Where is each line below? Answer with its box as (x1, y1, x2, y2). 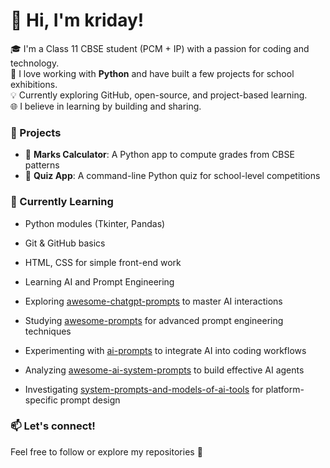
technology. (10, 57, 60, 69)
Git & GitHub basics (24, 237, 106, 249)
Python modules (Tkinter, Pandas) (24, 217, 166, 229)
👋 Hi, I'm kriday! (10, 9, 145, 32)
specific (24, 394, 58, 406)
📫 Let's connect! (10, 419, 96, 433)
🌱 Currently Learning (10, 195, 114, 209)
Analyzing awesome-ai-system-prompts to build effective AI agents (24, 364, 305, 376)
